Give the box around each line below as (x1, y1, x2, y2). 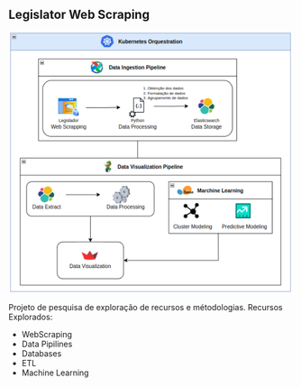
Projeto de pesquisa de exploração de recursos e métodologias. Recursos (8, 302, 283, 313)
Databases (21, 348, 62, 359)
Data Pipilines (21, 338, 73, 350)
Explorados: (8, 311, 53, 323)
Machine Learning (21, 367, 89, 378)
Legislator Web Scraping (8, 7, 150, 23)
